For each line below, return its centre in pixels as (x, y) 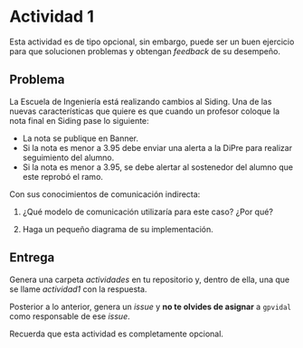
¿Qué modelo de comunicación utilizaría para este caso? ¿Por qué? (148, 212)
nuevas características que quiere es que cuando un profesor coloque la (145, 111)
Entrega (32, 258)
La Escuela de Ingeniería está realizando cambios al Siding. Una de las (141, 101)
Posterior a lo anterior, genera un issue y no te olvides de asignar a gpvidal (151, 306)
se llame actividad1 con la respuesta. (78, 289)
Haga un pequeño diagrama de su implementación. (118, 229)
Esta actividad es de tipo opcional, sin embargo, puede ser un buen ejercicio (152, 42)
